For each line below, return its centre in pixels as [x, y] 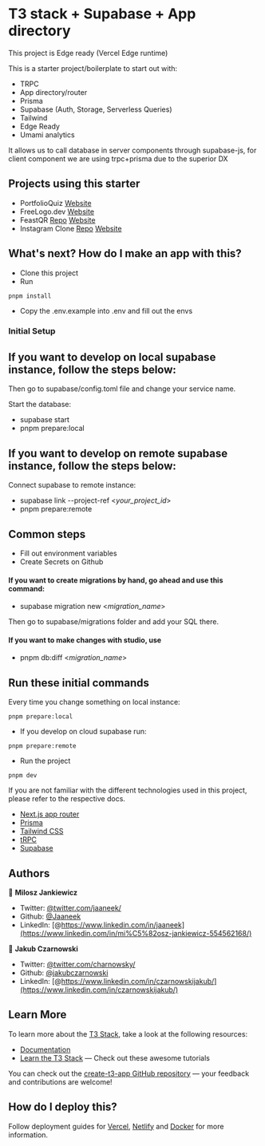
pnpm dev [23, 776]
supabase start [45, 420]
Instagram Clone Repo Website [71, 228]
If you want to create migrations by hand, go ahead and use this [116, 580]
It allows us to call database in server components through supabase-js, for [132, 150]
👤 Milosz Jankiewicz [43, 892]
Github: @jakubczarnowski [64, 972]
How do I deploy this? [63, 1107]
